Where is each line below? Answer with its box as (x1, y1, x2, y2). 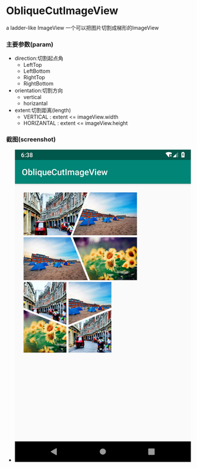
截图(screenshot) (6, 135, 56, 144)
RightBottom (23, 80, 54, 87)
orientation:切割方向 (14, 87, 63, 94)
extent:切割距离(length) (14, 107, 72, 114)
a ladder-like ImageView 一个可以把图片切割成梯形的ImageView (6, 24, 159, 31)
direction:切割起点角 (14, 55, 63, 62)
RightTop (23, 74, 45, 81)
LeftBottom (23, 67, 51, 74)
